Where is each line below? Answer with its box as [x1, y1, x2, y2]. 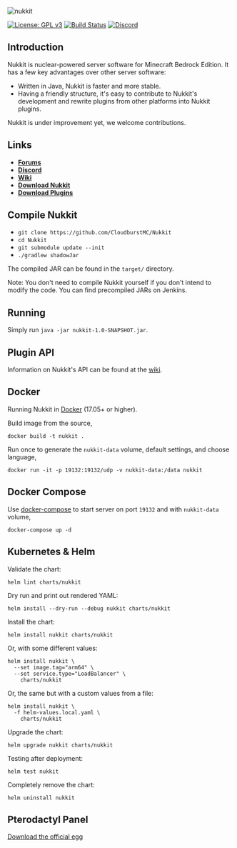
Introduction [7, 41, 64, 54]
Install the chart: [7, 617, 55, 626]
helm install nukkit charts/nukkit [7, 631, 114, 639]
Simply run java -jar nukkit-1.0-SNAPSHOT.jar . [7, 326, 148, 334]
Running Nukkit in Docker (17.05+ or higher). [7, 404, 138, 414]
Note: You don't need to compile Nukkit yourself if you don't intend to [7, 279, 212, 287]
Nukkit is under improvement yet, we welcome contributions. [7, 118, 186, 126]
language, [7, 452, 37, 461]
